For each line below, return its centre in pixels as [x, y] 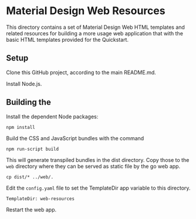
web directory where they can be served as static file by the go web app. [93, 166]
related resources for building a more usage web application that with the [95, 33]
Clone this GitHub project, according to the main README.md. [81, 72]
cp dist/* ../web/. [30, 177]
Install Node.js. [24, 84]
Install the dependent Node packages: [52, 117]
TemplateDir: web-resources [40, 198]
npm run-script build [33, 149]
